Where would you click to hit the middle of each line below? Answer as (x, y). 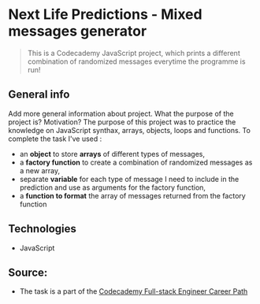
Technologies (43, 229)
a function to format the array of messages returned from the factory (132, 195)
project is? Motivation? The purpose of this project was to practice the (122, 122)
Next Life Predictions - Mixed (105, 15)
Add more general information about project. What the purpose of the (121, 113)
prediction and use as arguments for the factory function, (113, 187)
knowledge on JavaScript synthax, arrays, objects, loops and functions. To (129, 130)
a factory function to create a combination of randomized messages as (136, 162)
